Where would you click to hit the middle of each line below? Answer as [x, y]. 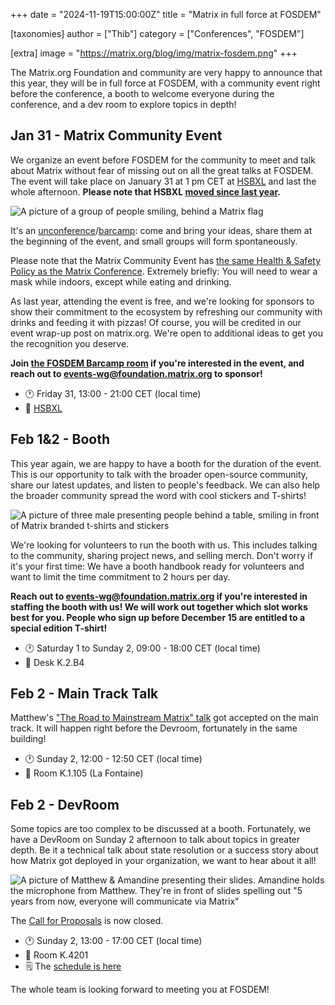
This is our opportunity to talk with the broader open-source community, [159, 474]
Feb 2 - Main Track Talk [84, 694]
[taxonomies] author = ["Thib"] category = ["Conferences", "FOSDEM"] [157, 33]
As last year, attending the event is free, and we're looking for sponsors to [162, 301]
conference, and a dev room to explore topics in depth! [123, 104]
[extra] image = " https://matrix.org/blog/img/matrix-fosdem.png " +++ [154, 53]
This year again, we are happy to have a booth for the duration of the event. [166, 463]
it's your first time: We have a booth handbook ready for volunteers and [157, 566]
